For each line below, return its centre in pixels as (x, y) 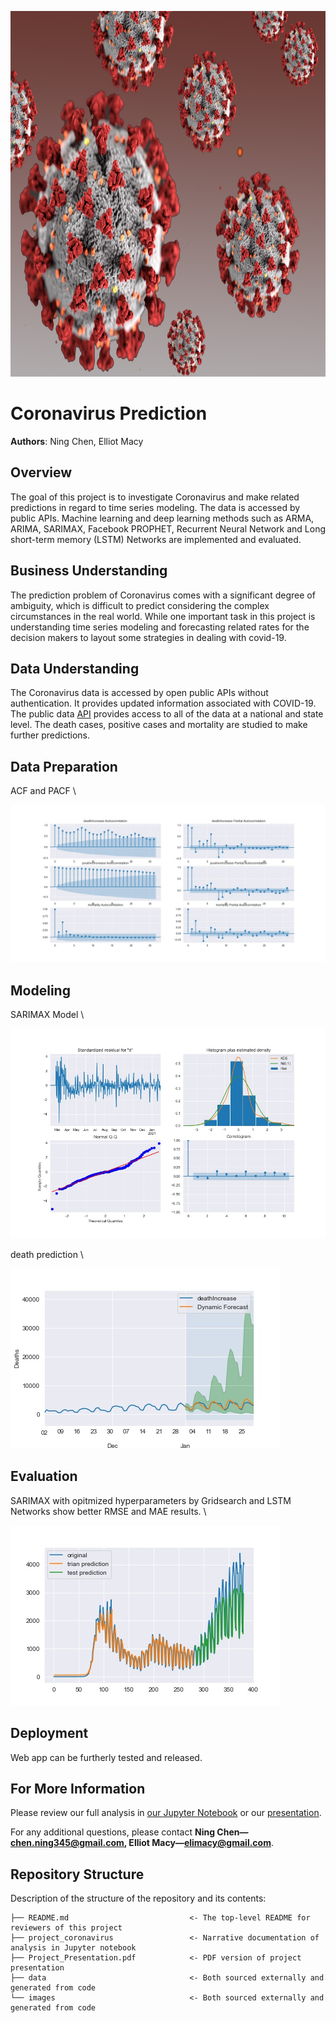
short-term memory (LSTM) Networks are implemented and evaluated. (156, 539)
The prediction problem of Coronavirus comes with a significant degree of (163, 595)
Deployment (49, 1733)
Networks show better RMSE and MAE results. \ (108, 1511)
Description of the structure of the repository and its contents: (138, 1898)
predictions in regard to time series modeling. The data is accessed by (155, 507)
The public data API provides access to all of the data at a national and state (167, 714)
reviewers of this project (66, 1928)
